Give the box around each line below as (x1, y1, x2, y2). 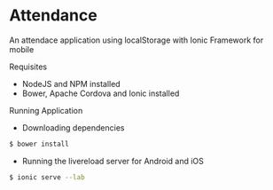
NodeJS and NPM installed (21, 78, 121, 89)
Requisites (9, 61, 47, 72)
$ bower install (9, 139, 69, 148)
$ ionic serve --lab (9, 172, 86, 182)
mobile (9, 44, 35, 54)
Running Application (9, 105, 83, 115)
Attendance (9, 5, 97, 26)
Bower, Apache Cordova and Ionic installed (21, 88, 180, 99)
